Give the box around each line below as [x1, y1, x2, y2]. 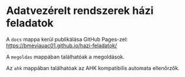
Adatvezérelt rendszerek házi [6, 4, 154, 17]
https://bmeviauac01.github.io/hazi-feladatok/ [6, 42, 117, 49]
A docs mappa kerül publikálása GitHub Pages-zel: [6, 36, 128, 43]
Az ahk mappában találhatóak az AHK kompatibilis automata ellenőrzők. [6, 64, 180, 71]
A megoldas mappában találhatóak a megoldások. [6, 53, 125, 60]
